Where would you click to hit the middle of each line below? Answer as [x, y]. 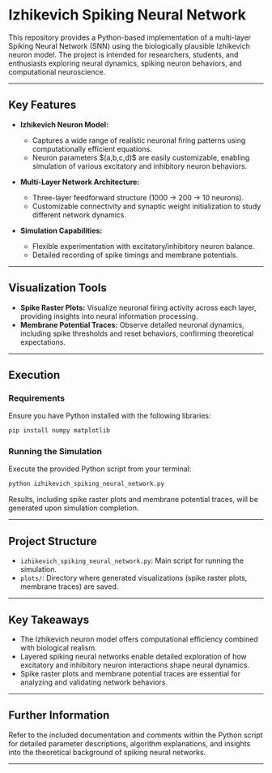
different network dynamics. [79, 215]
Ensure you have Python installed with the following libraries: [110, 416]
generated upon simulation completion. [74, 508]
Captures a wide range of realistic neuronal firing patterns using [139, 140]
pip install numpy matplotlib [59, 431]
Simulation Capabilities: [61, 230]
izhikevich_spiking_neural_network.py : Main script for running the [132, 560]
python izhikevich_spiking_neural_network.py [86, 484]
